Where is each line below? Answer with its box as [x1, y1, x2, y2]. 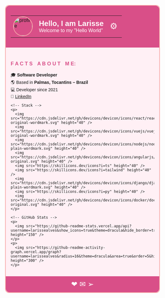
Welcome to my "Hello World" [39, 28, 103, 33]
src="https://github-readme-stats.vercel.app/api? [26, 224, 132, 229]
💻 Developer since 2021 [10, 87, 58, 93]
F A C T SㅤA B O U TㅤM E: [10, 60, 76, 66]
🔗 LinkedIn [10, 94, 32, 99]
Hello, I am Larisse [39, 19, 104, 28]
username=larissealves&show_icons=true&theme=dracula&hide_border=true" [10, 228, 163, 233]
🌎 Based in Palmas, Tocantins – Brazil [10, 80, 88, 85]
